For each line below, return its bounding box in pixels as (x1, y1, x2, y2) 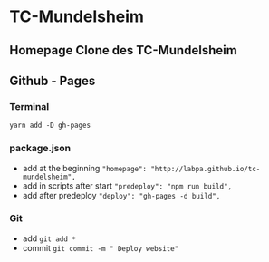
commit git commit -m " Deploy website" (22, 242, 179, 253)
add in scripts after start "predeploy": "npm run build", (22, 180, 233, 191)
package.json (9, 142, 71, 155)
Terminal (9, 100, 50, 112)
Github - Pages (9, 73, 96, 88)
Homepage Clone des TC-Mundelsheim (9, 43, 237, 58)
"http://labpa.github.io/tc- (150, 164, 261, 173)
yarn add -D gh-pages (9, 121, 91, 131)
